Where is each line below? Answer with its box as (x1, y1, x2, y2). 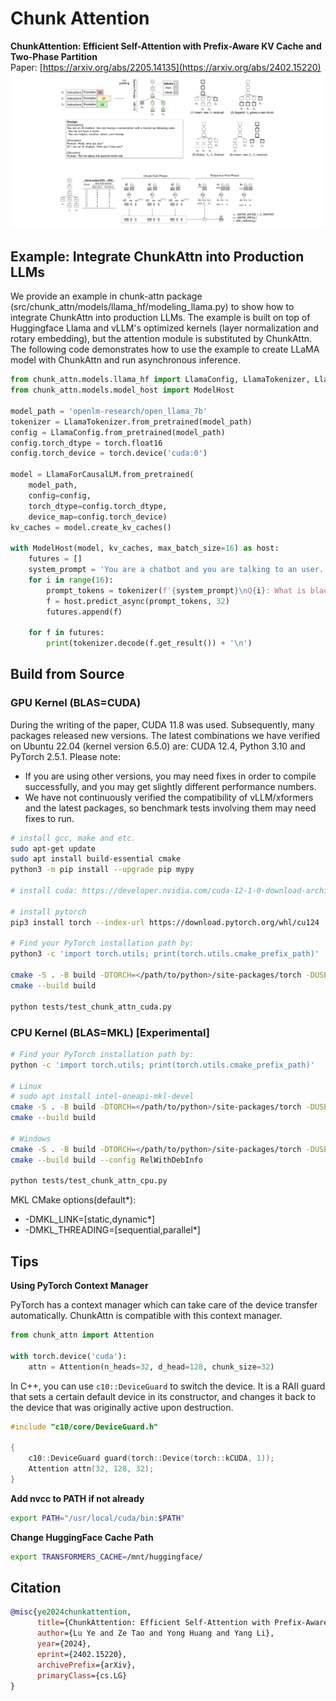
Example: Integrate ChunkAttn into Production (10, 248, 305, 265)
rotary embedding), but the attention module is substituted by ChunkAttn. (10, 333, 313, 345)
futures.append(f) (46, 607, 123, 617)
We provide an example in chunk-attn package (10, 290, 203, 302)
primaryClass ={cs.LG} (36, 1670, 128, 1681)
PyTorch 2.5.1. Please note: (10, 750, 122, 762)
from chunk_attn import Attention (10, 1330, 155, 1341)
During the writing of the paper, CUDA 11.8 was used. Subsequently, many (10, 718, 315, 731)
